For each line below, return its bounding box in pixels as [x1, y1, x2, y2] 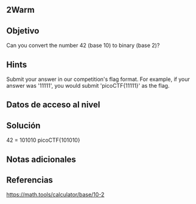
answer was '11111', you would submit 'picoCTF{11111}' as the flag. [6, 82, 170, 90]
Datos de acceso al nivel [6, 100, 100, 110]
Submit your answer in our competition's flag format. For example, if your [6, 76, 190, 83]
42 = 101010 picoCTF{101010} [6, 136, 80, 144]
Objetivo [6, 26, 40, 36]
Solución [6, 120, 41, 130]
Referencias [6, 175, 54, 185]
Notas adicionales [6, 154, 76, 164]
